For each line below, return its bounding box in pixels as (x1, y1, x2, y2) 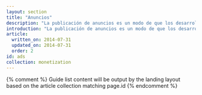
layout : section (6, 8, 47, 15)
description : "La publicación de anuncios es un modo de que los (6, 20, 173, 26)
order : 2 (11, 48, 34, 54)
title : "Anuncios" (6, 14, 52, 20)
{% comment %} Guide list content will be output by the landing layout (6, 76, 180, 83)
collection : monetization (6, 59, 71, 65)
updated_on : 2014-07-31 (11, 43, 71, 49)
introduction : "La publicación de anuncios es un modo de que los (6, 25, 176, 32)
